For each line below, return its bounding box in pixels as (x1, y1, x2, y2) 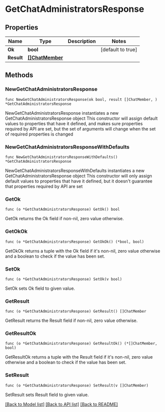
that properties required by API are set (5, 183, 83, 189)
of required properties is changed (5, 131, 73, 137)
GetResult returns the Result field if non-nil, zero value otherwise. (5, 318, 138, 323)
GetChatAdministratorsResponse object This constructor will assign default (5, 115, 158, 121)
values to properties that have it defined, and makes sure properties (5, 120, 143, 127)
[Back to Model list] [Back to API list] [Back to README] (5, 401, 118, 407)
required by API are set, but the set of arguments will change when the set (5, 126, 156, 132)
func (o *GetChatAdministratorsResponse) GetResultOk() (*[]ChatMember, (5, 341, 158, 346)
